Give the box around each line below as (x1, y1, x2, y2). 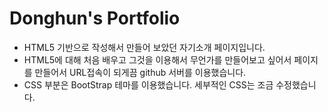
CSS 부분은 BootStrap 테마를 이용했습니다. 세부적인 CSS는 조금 (23, 78, 274, 91)
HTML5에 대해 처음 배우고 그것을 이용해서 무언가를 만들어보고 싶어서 (23, 53, 292, 66)
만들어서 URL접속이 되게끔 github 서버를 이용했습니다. (34, 66, 247, 78)
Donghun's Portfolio (9, 7, 181, 30)
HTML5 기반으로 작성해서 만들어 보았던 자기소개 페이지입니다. (23, 41, 266, 53)
